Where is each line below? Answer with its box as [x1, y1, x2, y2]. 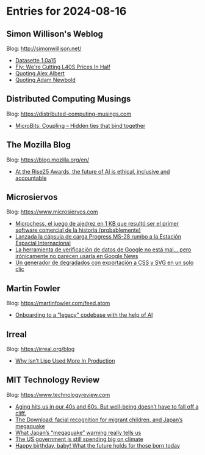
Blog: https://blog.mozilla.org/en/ [6, 156, 90, 163]
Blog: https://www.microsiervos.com [6, 208, 98, 215]
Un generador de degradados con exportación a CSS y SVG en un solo [15, 259, 194, 267]
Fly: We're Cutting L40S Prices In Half [15, 63, 111, 70]
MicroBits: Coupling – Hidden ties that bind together [15, 122, 146, 129]
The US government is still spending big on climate [15, 435, 143, 443]
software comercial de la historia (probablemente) [15, 226, 142, 234]
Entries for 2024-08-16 [6, 4, 127, 18]
